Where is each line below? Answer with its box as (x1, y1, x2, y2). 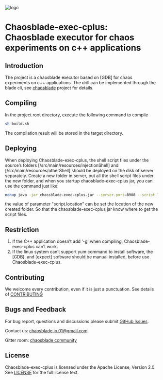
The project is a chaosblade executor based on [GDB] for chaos (5, 74, 132, 80)
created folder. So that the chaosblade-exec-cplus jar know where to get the (5, 206, 158, 212)
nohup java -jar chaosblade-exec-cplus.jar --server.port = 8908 (5, 192, 136, 197)
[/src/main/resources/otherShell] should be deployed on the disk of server (5, 167, 154, 173)
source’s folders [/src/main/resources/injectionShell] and (5, 162, 119, 168)
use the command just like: (5, 183, 59, 189)
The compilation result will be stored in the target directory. (5, 130, 124, 136)
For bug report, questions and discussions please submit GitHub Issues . (5, 318, 149, 324)
